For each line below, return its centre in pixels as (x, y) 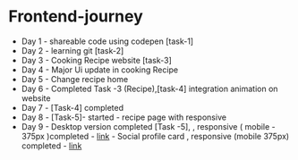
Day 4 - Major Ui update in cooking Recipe (100, 70)
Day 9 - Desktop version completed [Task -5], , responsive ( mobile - (149, 126)
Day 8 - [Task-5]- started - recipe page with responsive (124, 117)
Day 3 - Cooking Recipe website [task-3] (96, 60)
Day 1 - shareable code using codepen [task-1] (107, 41)
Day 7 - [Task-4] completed (72, 107)
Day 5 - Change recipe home (75, 79)
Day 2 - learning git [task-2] (72, 50)
